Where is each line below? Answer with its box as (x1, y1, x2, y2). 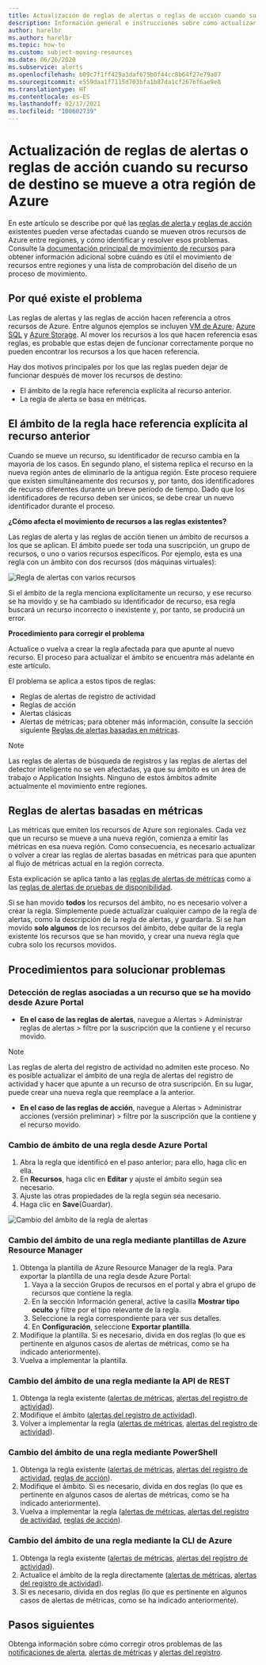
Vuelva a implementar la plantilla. (19, 1355, 128, 1365)
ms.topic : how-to (8, 41, 66, 49)
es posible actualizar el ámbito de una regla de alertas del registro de (8, 1071, 234, 1081)
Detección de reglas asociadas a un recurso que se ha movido (8, 986, 252, 997)
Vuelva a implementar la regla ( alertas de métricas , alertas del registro (19, 1507, 249, 1517)
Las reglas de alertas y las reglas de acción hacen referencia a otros (8, 312, 231, 322)
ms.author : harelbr (8, 33, 73, 42)
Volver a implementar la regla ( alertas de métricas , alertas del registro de (19, 1418, 258, 1428)
